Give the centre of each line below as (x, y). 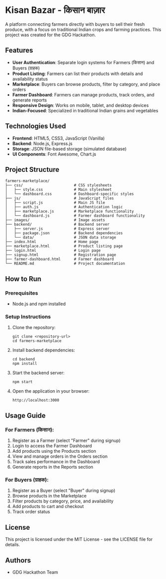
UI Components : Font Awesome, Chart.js (54, 154)
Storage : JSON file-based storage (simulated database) (69, 149)
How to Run (23, 279)
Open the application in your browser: (51, 391)
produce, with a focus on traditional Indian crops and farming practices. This (83, 29)
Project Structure (32, 169)
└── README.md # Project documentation (65, 264)
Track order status (31, 512)
